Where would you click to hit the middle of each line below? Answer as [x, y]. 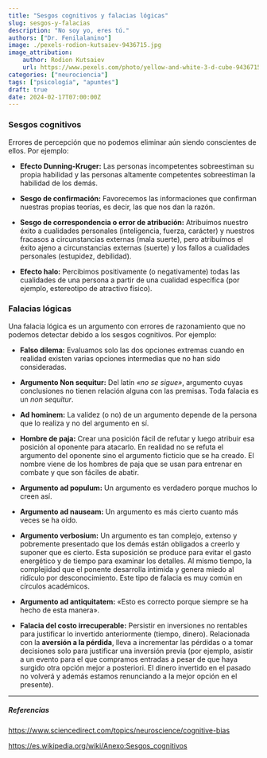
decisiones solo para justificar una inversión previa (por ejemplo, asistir [136, 651]
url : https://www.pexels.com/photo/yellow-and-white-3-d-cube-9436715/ [143, 68]
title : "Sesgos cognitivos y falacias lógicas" [89, 16]
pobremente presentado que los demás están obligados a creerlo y [130, 544]
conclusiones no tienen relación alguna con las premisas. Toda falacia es [139, 391]
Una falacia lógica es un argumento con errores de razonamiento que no [127, 326]
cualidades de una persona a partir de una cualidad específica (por [130, 280]
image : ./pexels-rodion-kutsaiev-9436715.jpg [85, 45]
